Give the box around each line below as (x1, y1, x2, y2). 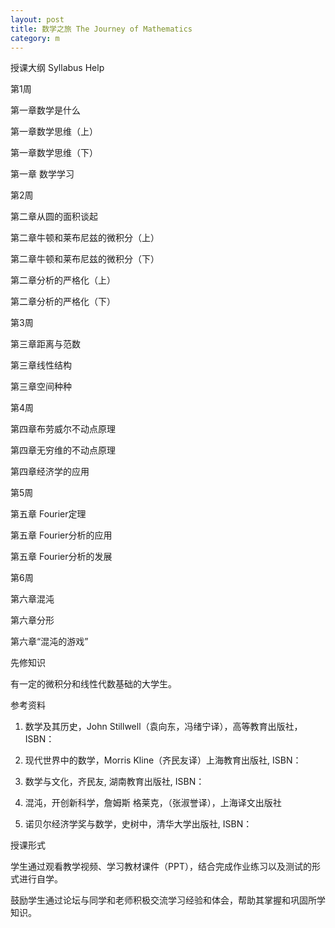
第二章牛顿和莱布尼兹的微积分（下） (10, 253, 160, 265)
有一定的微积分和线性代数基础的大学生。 (10, 678, 177, 690)
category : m (10, 33, 60, 43)
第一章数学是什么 (10, 104, 81, 116)
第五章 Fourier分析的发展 (10, 551, 113, 563)
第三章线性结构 (10, 359, 72, 371)
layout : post (10, 14, 65, 25)
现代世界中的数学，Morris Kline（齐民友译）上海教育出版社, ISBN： (24, 754, 302, 766)
